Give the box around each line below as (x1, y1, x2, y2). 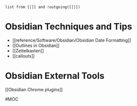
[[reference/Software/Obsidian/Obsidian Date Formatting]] (12, 37, 132, 43)
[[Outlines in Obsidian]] (12, 42, 60, 48)
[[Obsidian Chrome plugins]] (5, 86, 63, 92)
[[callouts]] (12, 53, 35, 59)
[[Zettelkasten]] (12, 47, 44, 54)
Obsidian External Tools (5, 71, 104, 81)
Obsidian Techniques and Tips (5, 21, 132, 32)
